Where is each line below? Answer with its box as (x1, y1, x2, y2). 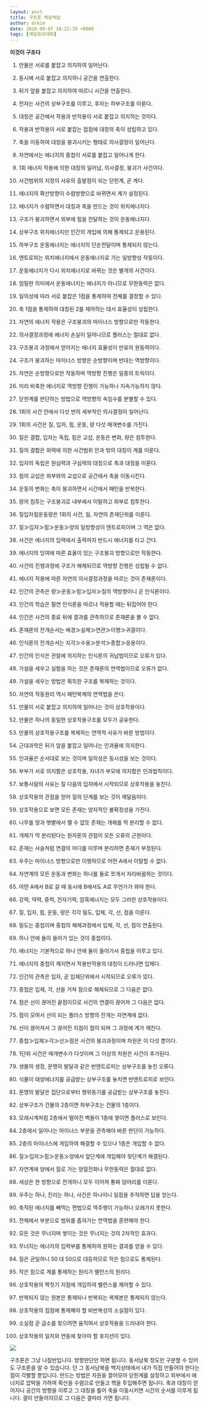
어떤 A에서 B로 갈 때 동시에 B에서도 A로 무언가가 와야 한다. (18, 883, 157, 890)
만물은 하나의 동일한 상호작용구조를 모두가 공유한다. (18, 716, 140, 724)
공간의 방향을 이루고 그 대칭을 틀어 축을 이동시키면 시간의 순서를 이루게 (25, 1387, 192, 1394)
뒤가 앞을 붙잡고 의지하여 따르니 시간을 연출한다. (18, 87, 132, 94)
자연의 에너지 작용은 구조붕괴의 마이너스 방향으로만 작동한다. (18, 318, 161, 326)
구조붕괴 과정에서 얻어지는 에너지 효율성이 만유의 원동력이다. (18, 344, 161, 351)
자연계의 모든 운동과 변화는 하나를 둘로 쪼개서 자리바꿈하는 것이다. (18, 871, 174, 878)
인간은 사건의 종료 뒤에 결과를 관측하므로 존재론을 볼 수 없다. (18, 614, 161, 621)
